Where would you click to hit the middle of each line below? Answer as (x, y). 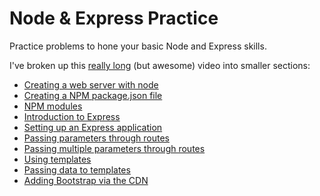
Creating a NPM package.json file (93, 95)
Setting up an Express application (93, 127)
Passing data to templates (77, 169)
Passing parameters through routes (96, 138)
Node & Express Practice (114, 18)
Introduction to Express (72, 116)
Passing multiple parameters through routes (114, 148)
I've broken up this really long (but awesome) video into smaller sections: (160, 65)
